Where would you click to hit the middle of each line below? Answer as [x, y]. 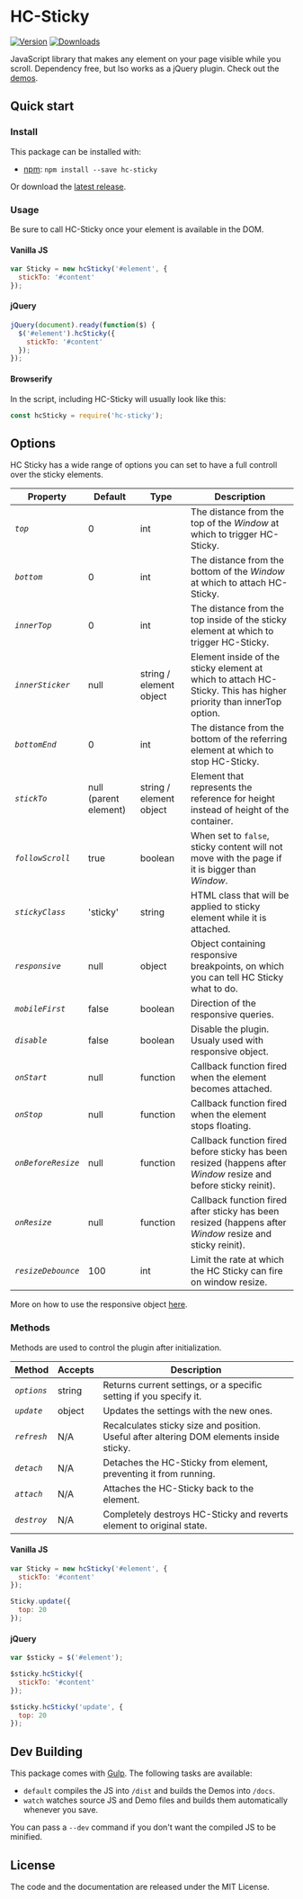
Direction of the [223, 1003]
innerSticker [43, 685]
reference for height [233, 799]
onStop [29, 1115]
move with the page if [236, 858]
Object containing [228, 944]
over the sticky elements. [57, 475]
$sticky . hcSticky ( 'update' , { [67, 1706]
